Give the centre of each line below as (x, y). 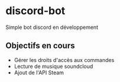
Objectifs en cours (40, 46)
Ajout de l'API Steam (39, 73)
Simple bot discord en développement (52, 27)
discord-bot (35, 11)
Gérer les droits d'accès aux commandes (64, 60)
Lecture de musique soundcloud (53, 66)
